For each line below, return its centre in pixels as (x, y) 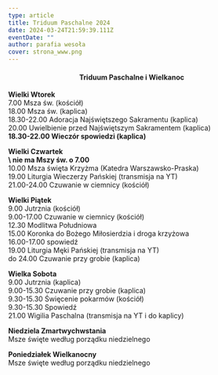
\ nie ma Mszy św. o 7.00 (49, 160)
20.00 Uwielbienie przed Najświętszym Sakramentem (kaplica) (110, 128)
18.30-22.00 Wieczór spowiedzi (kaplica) (77, 136)
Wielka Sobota (33, 274)
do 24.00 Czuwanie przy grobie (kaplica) (74, 259)
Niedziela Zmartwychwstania (57, 331)
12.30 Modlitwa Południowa (53, 226)
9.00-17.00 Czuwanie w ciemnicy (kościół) (76, 217)
